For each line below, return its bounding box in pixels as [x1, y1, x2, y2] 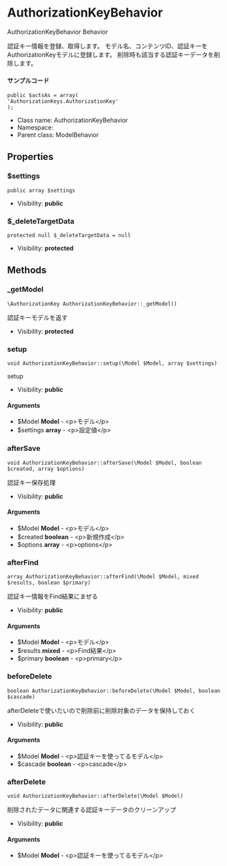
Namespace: [17, 123, 54, 132]
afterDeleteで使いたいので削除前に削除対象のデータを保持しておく [7, 706, 196, 714]
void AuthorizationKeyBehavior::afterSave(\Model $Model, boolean [7, 459, 202, 466]
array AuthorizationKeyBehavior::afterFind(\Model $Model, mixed [7, 574, 199, 581]
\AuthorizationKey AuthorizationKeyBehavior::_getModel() [7, 300, 177, 308]
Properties [7, 150, 54, 163]
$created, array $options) [7, 465, 85, 472]
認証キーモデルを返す [7, 313, 68, 321]
